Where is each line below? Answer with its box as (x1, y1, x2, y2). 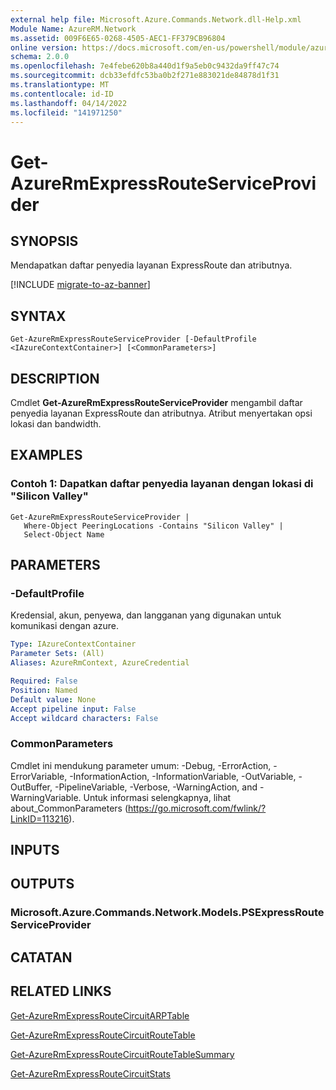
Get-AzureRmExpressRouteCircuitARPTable (10, 1009, 190, 1021)
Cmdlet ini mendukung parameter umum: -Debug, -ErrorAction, (10, 759, 272, 771)
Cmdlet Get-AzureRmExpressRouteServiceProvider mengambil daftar (10, 397, 303, 408)
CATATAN (10, 949, 73, 966)
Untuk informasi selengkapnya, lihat (83, 791, 232, 803)
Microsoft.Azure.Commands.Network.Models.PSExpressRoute (10, 906, 325, 920)
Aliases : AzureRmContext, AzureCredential (10, 658, 190, 668)
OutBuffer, (10, 781, 53, 793)
